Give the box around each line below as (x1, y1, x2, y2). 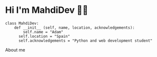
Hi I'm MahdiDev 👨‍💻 (5, 4, 89, 16)
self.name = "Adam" (23, 29, 64, 34)
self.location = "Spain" (18, 34, 70, 39)
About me (5, 47, 25, 53)
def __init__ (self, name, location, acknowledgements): (14, 25, 135, 30)
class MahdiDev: (5, 21, 39, 26)
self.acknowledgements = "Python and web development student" (18, 38, 153, 43)
